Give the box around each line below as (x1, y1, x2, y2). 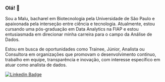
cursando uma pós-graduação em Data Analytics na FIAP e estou (5, 26, 139, 32)
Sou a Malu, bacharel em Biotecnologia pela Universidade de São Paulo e (5, 16, 155, 22)
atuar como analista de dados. (5, 62, 67, 68)
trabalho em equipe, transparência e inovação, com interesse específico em (5, 57, 161, 63)
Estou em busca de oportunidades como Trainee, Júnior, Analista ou (5, 46, 145, 52)
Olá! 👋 (5, 4, 20, 11)
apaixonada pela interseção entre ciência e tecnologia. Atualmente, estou (5, 21, 155, 27)
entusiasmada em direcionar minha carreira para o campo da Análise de (5, 32, 152, 38)
